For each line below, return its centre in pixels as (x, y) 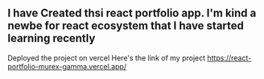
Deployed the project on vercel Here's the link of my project (107, 58)
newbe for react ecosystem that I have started (126, 26)
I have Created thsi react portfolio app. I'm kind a (132, 13)
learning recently (52, 38)
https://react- (229, 58)
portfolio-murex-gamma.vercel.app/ (67, 66)
